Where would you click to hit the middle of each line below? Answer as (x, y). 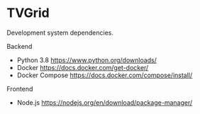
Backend (20, 46)
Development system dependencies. (60, 33)
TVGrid (28, 13)
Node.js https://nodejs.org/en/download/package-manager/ (105, 102)
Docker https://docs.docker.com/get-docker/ (83, 67)
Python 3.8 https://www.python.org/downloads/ (87, 60)
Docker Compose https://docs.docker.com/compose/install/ (105, 75)
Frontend (20, 89)
